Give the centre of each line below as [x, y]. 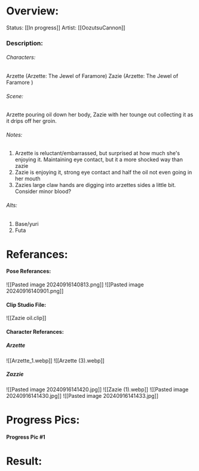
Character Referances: [35, 331]
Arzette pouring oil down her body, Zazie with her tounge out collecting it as [100, 114]
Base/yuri [27, 224]
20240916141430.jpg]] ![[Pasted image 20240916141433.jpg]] [82, 395]
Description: [25, 43]
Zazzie [15, 374]
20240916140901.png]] [35, 291]
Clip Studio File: [26, 304]
